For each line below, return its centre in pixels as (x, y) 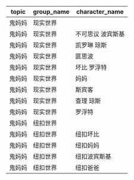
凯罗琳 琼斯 (91, 45)
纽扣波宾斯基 (93, 157)
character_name (100, 12)
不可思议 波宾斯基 (100, 34)
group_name (51, 12)
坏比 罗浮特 (91, 67)
